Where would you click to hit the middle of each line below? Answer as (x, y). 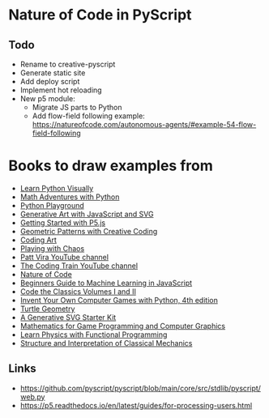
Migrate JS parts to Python (77, 107)
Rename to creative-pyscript (68, 64)
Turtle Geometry (47, 309)
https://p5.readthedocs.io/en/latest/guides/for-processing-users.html (136, 405)
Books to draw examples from (111, 166)
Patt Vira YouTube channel (64, 257)
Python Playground (52, 205)
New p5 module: (47, 98)
